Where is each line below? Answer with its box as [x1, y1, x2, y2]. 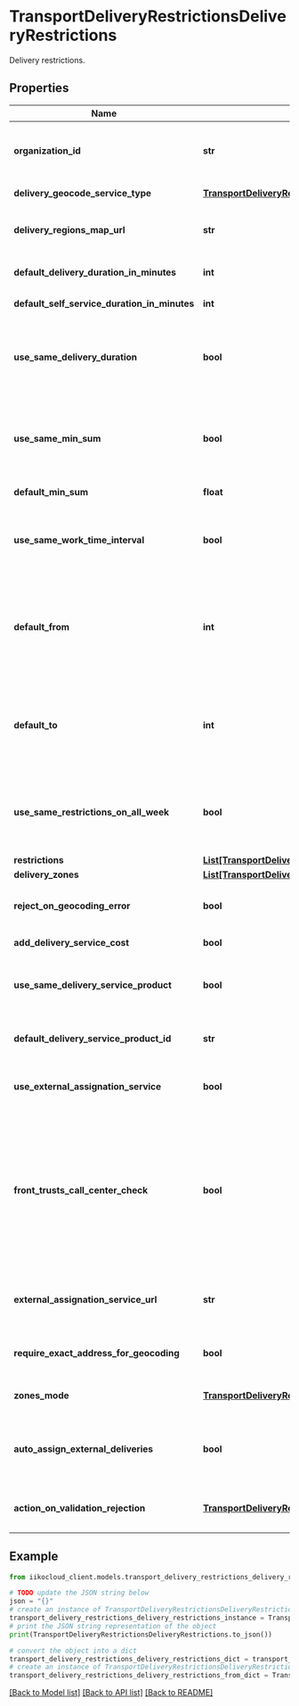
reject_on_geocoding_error [13, 899, 131, 912]
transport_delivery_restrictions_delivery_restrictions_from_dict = [9, 1671, 269, 1680]
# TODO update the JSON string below [9, 1588, 149, 1598]
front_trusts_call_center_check [13, 1184, 149, 1197]
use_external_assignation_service [13, 1080, 162, 1092]
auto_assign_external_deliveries [13, 1443, 154, 1455]
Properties [9, 80, 69, 95]
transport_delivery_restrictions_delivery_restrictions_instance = [9, 1613, 265, 1623]
